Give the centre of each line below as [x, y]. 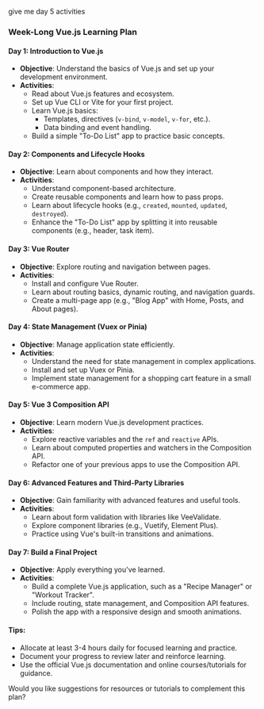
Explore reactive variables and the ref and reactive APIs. [125, 439]
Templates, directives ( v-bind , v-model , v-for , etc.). [127, 119]
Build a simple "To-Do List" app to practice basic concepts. [128, 136]
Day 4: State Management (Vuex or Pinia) [78, 327]
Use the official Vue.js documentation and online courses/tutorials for [133, 665]
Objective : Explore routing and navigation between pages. [115, 266]
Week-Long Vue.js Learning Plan [73, 32]
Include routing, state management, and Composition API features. [140, 604]
